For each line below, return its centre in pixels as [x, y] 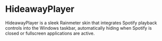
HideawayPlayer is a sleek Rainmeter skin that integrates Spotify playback [81, 23]
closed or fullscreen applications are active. [50, 33]
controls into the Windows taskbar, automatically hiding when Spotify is [79, 28]
